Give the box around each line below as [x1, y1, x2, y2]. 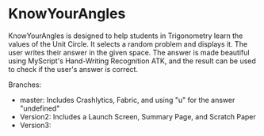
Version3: [19, 120, 52, 130]
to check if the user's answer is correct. [8, 64, 139, 74]
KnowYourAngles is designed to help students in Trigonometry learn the [8, 31, 243, 40]
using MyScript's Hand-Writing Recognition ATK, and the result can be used [8, 56, 256, 66]
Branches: [8, 80, 42, 89]
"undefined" [19, 104, 60, 113]
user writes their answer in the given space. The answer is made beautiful [8, 47, 250, 57]
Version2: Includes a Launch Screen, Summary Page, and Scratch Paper [19, 111, 256, 121]
